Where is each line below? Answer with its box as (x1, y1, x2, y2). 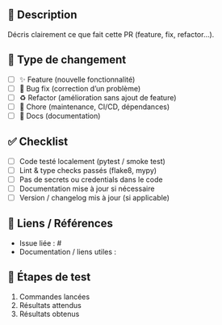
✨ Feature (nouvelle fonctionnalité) (19, 74, 136, 84)
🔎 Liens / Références (7, 217, 114, 230)
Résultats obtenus (19, 309, 80, 319)
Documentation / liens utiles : (19, 247, 117, 256)
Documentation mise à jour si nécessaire (19, 184, 155, 193)
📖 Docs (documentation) (19, 111, 101, 120)
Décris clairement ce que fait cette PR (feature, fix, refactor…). (7, 29, 215, 39)
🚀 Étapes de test (7, 270, 91, 284)
